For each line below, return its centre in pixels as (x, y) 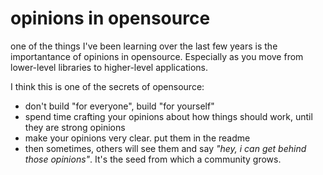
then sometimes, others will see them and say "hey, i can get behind (165, 148)
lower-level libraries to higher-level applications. (109, 67)
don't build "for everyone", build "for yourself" (119, 106)
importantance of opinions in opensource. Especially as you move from (157, 56)
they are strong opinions (75, 127)
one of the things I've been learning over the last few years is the (144, 46)
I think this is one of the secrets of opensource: (107, 86)
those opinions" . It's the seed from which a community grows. (153, 159)
